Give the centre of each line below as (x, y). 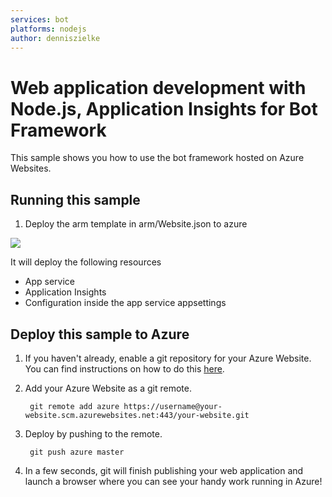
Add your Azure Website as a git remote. (108, 388)
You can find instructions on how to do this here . (124, 368)
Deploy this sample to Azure (100, 334)
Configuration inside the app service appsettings (125, 303)
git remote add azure (74, 406)
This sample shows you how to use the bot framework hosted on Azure (157, 158)
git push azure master (77, 452)
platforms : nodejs (48, 29)
